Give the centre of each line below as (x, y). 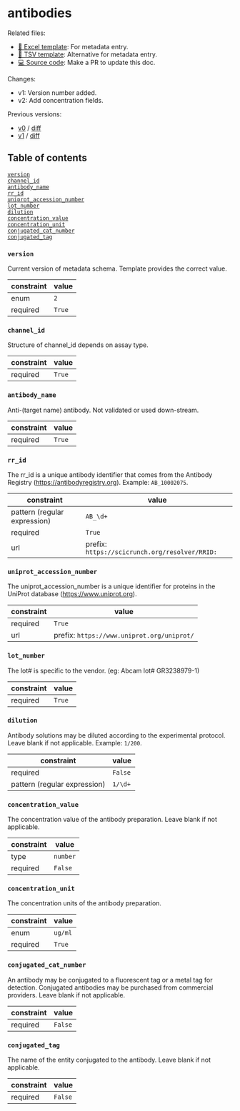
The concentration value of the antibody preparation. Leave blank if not (112, 820)
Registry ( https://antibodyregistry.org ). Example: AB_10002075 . (98, 482)
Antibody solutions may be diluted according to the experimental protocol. (116, 735)
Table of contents (47, 158)
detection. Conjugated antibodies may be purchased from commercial (110, 987)
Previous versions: (35, 114)
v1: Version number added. (57, 92)
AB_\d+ (96, 516)
